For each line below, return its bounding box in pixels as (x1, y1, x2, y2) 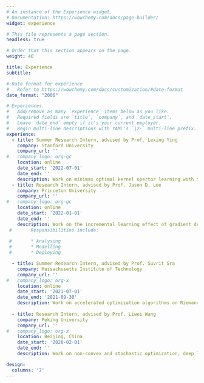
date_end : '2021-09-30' (17, 295, 78, 301)
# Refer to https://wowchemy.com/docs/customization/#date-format (6, 86, 183, 93)
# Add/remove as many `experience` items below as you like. (6, 108, 170, 115)
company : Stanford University (17, 142, 94, 148)
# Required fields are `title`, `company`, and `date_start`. (6, 115, 172, 121)
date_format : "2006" (6, 92, 59, 98)
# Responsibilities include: (8, 227, 99, 233)
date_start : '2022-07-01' (17, 165, 83, 171)
